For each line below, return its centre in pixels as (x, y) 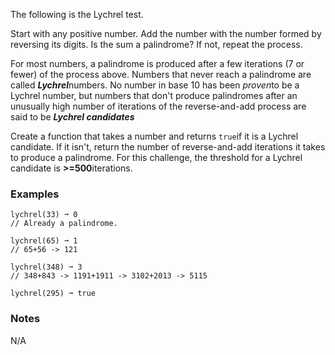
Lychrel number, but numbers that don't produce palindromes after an (154, 95)
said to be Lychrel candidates (72, 117)
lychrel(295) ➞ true (53, 294)
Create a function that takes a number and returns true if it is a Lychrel (154, 136)
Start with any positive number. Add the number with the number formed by (166, 33)
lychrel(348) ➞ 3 (46, 267)
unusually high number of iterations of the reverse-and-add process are (158, 106)
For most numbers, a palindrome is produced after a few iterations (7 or (157, 63)
